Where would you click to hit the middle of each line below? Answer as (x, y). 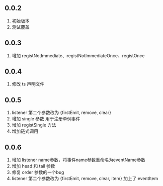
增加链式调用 (25, 131)
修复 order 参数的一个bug (38, 172)
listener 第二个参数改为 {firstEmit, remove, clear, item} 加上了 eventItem (85, 179)
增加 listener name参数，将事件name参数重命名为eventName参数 (79, 160)
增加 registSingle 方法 (34, 125)
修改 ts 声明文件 (28, 84)
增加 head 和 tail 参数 (33, 166)
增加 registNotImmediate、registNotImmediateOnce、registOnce (78, 55)
